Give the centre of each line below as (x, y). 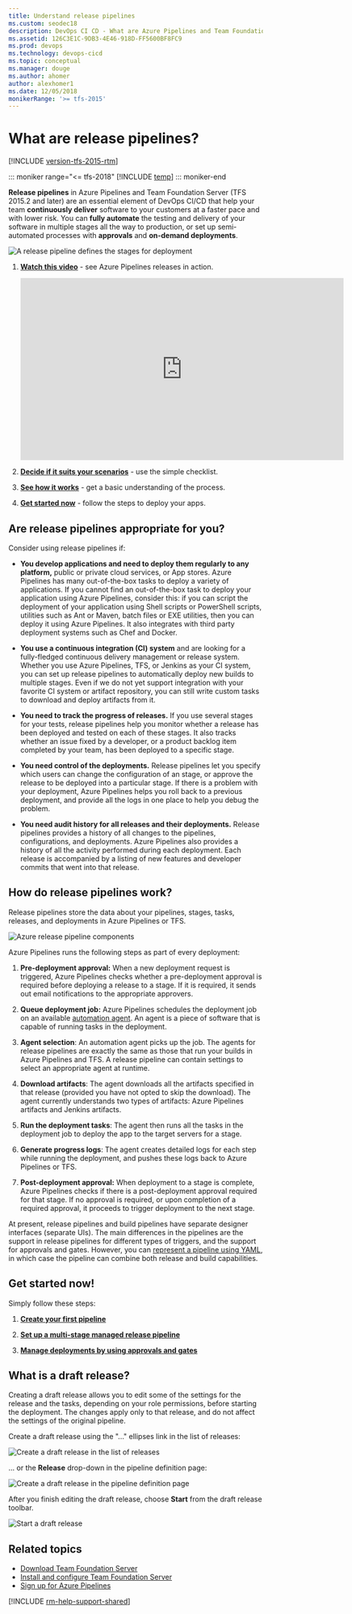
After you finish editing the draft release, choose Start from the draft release (135, 1499)
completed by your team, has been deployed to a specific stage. (127, 750)
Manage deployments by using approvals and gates (109, 1350)
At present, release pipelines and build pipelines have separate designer (128, 1224)
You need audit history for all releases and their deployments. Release (140, 824)
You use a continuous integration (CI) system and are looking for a (133, 648)
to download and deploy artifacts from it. (88, 700)
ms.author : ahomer (39, 76)
